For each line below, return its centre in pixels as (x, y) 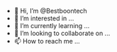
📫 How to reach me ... (47, 41)
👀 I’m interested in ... (44, 18)
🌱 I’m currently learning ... (52, 26)
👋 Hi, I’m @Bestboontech (50, 11)
